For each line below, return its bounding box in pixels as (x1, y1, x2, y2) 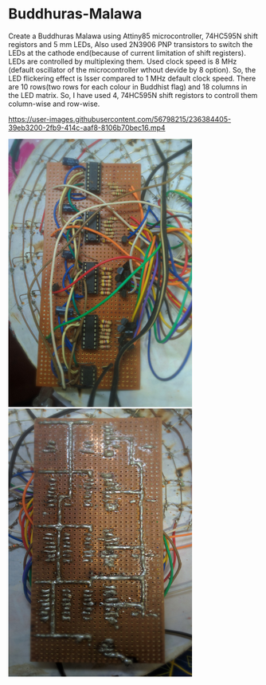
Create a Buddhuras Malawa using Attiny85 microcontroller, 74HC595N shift (8, 31, 258, 41)
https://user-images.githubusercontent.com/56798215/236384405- (8, 114, 232, 124)
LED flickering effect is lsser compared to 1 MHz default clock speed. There (8, 73, 256, 83)
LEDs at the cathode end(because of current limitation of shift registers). (8, 48, 247, 57)
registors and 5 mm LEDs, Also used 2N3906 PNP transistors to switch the (8, 39, 253, 49)
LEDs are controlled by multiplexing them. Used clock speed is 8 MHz (8, 57, 237, 66)
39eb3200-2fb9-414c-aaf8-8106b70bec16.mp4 (8, 123, 166, 132)
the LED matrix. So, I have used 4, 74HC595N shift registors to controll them (8, 90, 258, 100)
